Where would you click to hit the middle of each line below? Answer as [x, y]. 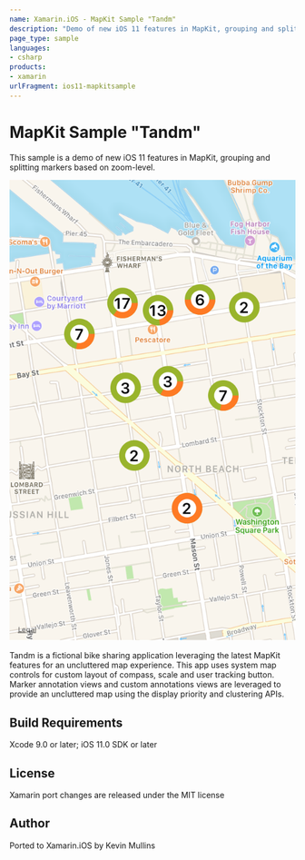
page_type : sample [44, 38]
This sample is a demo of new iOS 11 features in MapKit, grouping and [140, 157]
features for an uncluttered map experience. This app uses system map [143, 665]
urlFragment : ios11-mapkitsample [73, 86]
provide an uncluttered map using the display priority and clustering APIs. [147, 694]
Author [30, 823]
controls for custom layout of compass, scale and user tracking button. [142, 675]
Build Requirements [66, 722]
